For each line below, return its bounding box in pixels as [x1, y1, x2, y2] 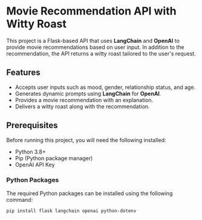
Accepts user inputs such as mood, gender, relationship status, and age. [15, 83, 196, 91]
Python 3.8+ [15, 148, 47, 155]
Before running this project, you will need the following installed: [6, 136, 166, 143]
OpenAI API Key [15, 161, 55, 168]
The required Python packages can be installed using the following [6, 189, 173, 197]
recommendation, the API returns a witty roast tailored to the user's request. [6, 50, 197, 57]
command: [6, 196, 33, 203]
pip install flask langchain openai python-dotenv [6, 207, 137, 214]
